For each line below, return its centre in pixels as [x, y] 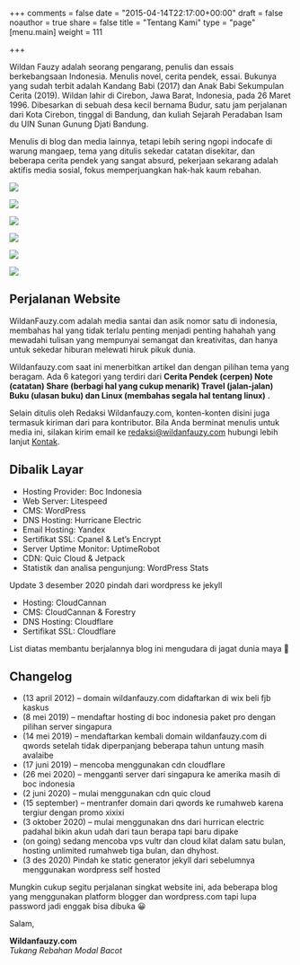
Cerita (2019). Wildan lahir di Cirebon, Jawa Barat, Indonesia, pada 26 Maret [150, 95]
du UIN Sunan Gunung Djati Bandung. [79, 124]
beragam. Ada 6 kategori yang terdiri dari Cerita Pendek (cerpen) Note [141, 376]
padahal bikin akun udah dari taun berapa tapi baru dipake [130, 832]
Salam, [22, 924]
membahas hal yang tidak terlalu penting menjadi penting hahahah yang [143, 330]
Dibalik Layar [46, 470]
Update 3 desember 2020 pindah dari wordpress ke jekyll [116, 585]
